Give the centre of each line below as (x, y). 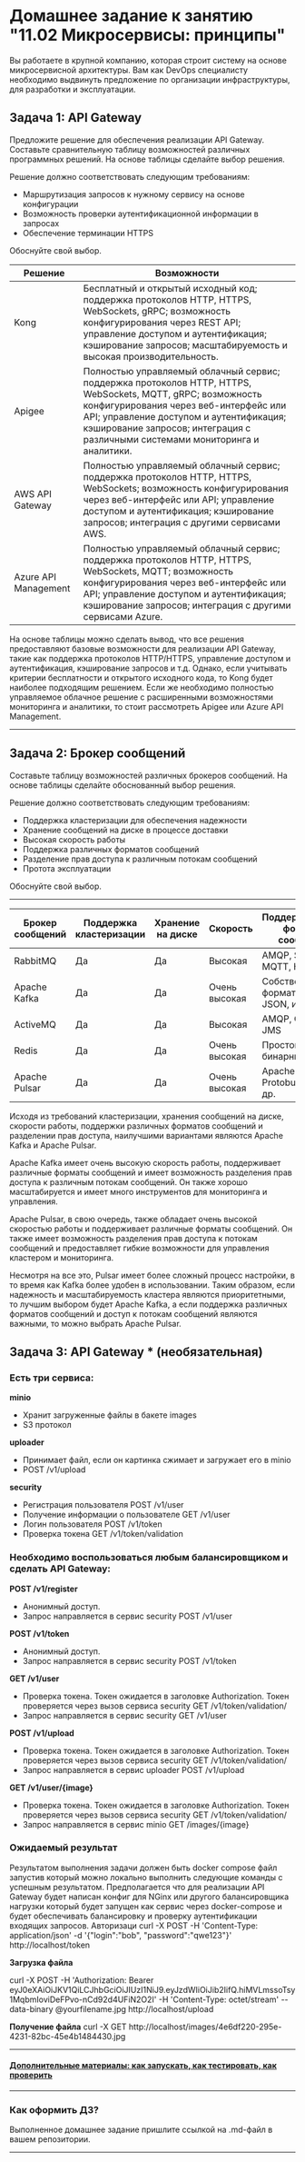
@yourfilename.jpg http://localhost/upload (134, 2008)
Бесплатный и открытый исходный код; (170, 288)
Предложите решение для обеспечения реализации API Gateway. (137, 139)
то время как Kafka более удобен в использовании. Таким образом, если (152, 1285)
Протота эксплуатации (67, 868)
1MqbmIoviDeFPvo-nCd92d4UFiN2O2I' (83, 1999)
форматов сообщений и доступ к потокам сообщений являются (133, 1313)
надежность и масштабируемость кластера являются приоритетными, (148, 1294)
